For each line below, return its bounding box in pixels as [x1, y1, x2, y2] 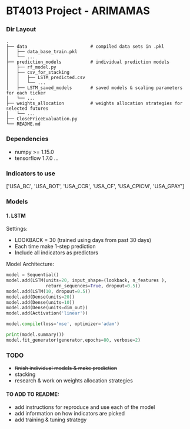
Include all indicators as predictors [14, 249, 99, 256]
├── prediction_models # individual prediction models [6, 59, 169, 66]
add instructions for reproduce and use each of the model [14, 404, 155, 411]
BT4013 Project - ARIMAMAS [6, 4, 150, 18]
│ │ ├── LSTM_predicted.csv [6, 75, 85, 81]
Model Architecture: [6, 261, 55, 268]
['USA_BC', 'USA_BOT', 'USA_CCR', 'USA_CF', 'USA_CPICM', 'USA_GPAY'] [6, 183, 185, 190]
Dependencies [6, 135, 49, 143]
